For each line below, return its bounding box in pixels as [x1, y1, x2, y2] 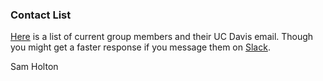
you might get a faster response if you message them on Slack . [10, 41, 271, 53]
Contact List [10, 8, 72, 22]
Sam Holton [10, 61, 59, 73]
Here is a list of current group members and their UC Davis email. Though [10, 31, 314, 43]
